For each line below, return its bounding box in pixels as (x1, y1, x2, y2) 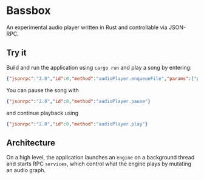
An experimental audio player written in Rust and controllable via (6, 24, 168, 31)
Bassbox (6, 4, 51, 18)
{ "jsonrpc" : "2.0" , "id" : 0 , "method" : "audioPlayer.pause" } (6, 98, 151, 104)
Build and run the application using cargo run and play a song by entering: (6, 64, 192, 71)
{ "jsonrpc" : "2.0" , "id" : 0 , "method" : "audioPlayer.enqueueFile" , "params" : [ (6, 75, 194, 82)
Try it (6, 48, 27, 58)
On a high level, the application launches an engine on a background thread (6, 154, 195, 161)
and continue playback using (6, 109, 79, 116)
